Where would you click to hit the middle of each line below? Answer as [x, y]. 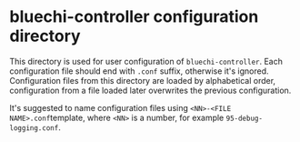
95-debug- [245, 118]
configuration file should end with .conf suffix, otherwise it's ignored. [140, 71]
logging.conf [34, 128]
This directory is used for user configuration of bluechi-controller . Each [146, 61]
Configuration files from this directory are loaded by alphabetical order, [142, 80]
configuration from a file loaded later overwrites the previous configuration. [150, 90]
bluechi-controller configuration [134, 17]
